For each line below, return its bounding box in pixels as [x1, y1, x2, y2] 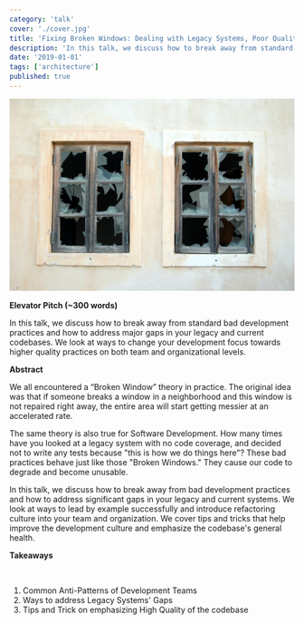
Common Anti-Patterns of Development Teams [22, 585, 197, 596]
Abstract [9, 364, 43, 375]
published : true [9, 73, 71, 82]
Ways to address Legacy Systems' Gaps [22, 594, 174, 605]
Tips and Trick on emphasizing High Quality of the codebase [22, 604, 249, 615]
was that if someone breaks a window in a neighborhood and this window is [9, 391, 292, 402]
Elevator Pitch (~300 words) [9, 299, 119, 310]
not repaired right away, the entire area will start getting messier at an [9, 400, 269, 412]
